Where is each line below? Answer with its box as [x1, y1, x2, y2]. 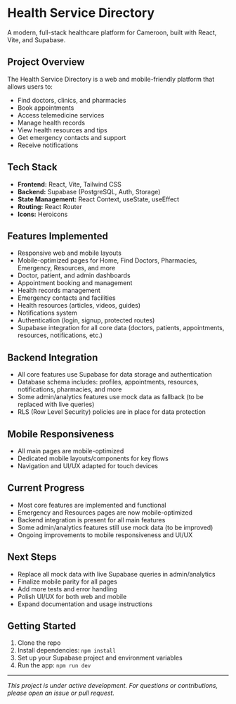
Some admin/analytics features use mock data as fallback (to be [17, 393, 204, 401]
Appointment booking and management [17, 279, 133, 287]
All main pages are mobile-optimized [17, 447, 124, 455]
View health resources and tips [17, 125, 107, 134]
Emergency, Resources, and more [17, 264, 116, 272]
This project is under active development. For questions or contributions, [7, 681, 218, 690]
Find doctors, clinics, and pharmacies [17, 96, 126, 104]
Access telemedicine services [17, 111, 105, 119]
